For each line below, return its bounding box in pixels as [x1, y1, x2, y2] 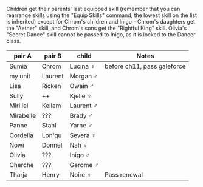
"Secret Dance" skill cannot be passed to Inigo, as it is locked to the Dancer [6, 31, 196, 38]
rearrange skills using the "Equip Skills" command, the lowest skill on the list [6, 12, 198, 19]
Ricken [41, 82, 62, 90]
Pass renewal [105, 171, 143, 178]
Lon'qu [41, 131, 62, 139]
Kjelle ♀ [69, 92, 92, 100]
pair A [13, 52, 32, 60]
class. [6, 38, 21, 44]
